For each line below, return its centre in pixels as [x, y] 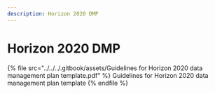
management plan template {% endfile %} [68, 83]
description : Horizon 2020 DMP [53, 14]
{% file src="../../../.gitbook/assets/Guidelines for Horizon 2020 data [105, 68]
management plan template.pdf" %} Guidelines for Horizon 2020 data [108, 75]
